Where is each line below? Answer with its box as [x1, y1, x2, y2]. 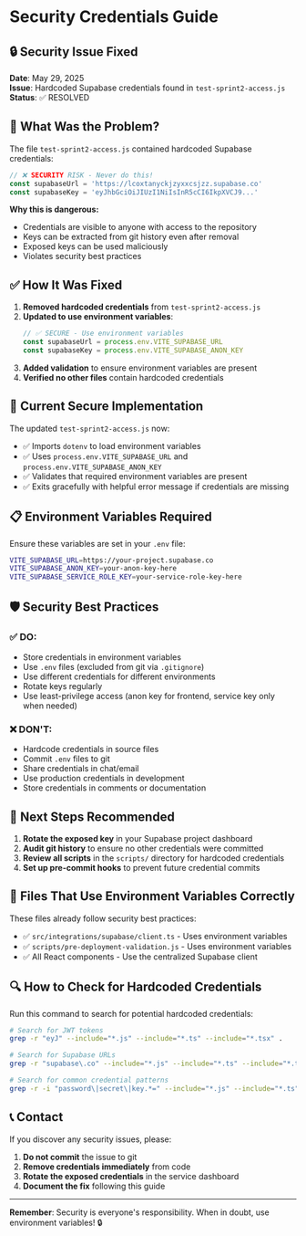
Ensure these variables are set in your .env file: [9, 538, 186, 549]
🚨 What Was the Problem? [9, 119, 160, 134]
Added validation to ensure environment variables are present [22, 362, 258, 373]
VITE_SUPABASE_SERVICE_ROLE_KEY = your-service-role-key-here [9, 572, 243, 581]
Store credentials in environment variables [22, 651, 182, 663]
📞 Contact [9, 1109, 64, 1125]
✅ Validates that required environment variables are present [22, 470, 248, 481]
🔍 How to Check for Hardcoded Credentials [9, 979, 262, 995]
